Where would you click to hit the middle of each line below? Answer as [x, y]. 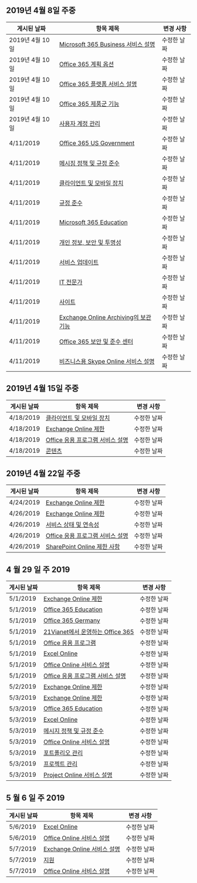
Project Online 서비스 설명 [78, 775]
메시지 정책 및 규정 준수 [74, 731]
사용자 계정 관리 [80, 123]
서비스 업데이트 [79, 262]
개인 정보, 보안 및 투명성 [90, 242]
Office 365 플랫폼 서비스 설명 [98, 84]
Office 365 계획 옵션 [86, 64]
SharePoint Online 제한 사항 [83, 547]
